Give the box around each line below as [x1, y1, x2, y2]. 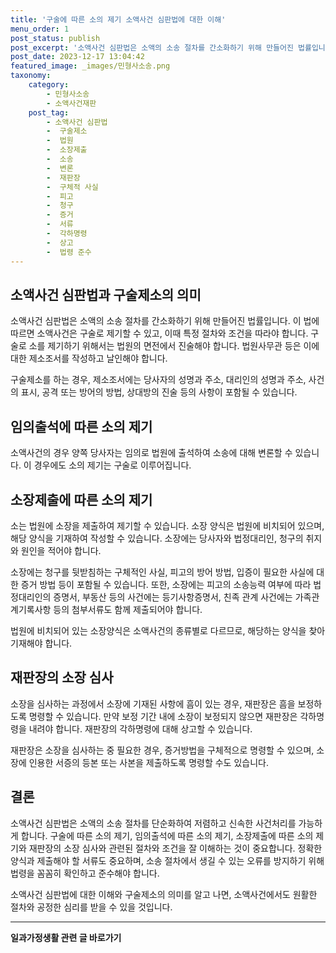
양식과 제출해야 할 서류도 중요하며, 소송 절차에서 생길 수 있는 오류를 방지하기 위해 [10, 854, 325, 866]
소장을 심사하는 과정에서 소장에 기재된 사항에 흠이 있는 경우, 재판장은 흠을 [10, 697, 296, 710]
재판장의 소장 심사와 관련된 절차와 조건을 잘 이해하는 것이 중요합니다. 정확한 [28, 842, 323, 854]
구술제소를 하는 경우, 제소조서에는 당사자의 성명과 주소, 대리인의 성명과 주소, [10, 374, 307, 386]
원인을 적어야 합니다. [20, 544, 102, 556]
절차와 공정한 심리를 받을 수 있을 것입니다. [10, 901, 173, 913]
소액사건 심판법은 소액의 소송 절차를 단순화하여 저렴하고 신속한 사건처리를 [10, 817, 297, 829]
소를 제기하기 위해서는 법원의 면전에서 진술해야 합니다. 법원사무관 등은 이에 [28, 340, 320, 352]
